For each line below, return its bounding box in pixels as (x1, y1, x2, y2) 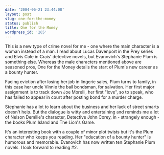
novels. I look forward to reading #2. (5, 145, 78, 150)
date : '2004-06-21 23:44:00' (5, 7, 65, 12)
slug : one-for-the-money (5, 16, 56, 21)
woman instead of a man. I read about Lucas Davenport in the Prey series (5, 48, 153, 54)
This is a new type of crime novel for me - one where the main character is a (5, 44, 159, 49)
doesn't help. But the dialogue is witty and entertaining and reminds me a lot (5, 109, 159, 115)
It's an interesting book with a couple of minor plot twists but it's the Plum (5, 129, 154, 134)
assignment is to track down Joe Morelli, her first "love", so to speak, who (5, 89, 154, 95)
